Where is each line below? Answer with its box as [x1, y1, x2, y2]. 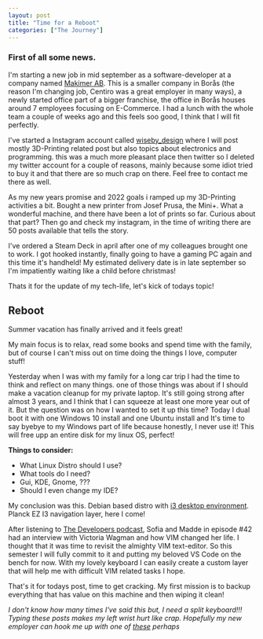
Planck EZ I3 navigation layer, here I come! [8, 509, 146, 519]
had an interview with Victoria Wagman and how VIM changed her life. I [8, 533, 239, 542]
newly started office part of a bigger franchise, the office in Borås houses [8, 95, 246, 105]
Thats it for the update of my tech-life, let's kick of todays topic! [8, 281, 214, 291]
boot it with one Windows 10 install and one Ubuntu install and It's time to [8, 413, 245, 423]
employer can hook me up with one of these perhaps [8, 622, 181, 631]
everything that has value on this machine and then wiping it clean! [8, 590, 225, 600]
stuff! [8, 357, 26, 366]
